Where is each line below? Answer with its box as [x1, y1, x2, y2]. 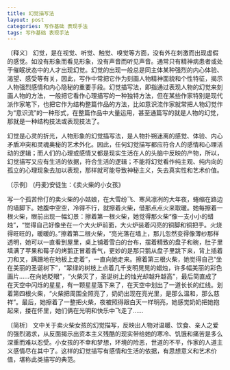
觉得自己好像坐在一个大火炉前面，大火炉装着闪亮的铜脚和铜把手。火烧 [24, 221, 222, 230]
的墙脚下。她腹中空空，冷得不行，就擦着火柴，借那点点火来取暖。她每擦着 [7, 203, 217, 212]
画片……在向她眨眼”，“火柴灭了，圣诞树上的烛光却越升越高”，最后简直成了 [7, 272, 218, 281]
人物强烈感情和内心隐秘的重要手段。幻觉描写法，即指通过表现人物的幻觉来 [7, 83, 217, 91]
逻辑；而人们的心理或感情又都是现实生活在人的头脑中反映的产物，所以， [18, 149, 223, 158]
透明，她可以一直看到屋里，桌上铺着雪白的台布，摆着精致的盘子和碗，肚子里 [7, 238, 223, 247]
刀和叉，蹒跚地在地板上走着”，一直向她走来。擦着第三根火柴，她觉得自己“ [7, 255, 217, 264]
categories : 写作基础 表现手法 [7, 23, 88, 29]
